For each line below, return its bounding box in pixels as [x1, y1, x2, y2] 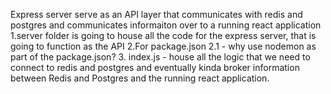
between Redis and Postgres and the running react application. [10, 72, 270, 84]
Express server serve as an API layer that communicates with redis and [10, 9, 303, 20]
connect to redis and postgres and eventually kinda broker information [10, 62, 300, 73]
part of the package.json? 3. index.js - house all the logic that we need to [10, 51, 311, 63]
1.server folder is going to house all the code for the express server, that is [10, 30, 317, 41]
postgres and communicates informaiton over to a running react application [10, 19, 322, 31]
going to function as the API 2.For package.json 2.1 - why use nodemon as [10, 40, 317, 52]
